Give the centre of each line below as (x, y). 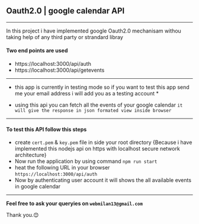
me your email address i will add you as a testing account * (86, 94)
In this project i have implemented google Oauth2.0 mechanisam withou (94, 31)
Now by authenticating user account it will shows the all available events (103, 180)
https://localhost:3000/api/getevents (60, 70)
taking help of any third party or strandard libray (65, 37)
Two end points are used (37, 50)
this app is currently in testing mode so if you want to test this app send (102, 87)
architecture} (31, 155)
